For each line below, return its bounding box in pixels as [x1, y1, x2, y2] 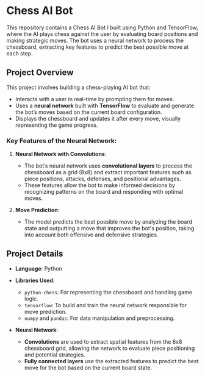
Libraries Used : [15, 277, 55, 284]
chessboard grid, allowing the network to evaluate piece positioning [24, 344, 195, 352]
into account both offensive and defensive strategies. [24, 231, 159, 238]
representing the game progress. [15, 121, 98, 129]
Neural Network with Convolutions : [15, 151, 107, 158]
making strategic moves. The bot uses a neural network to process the [6, 37, 184, 44]
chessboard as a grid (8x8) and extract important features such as [24, 169, 192, 176]
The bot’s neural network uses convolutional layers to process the [24, 162, 193, 169]
